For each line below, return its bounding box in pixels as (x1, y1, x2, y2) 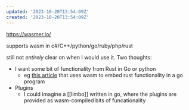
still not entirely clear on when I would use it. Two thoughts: (6, 54, 152, 61)
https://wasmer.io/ (6, 30, 51, 37)
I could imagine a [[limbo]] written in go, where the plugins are (23, 90, 177, 98)
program (23, 78, 45, 85)
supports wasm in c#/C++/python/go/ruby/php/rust (6, 42, 133, 49)
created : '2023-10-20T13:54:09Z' (6, 14, 89, 20)
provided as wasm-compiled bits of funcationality (23, 96, 146, 104)
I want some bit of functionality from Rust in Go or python (14, 65, 156, 72)
